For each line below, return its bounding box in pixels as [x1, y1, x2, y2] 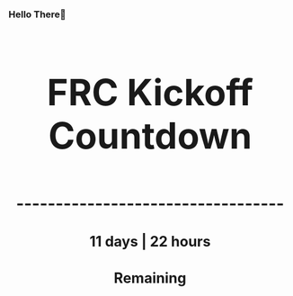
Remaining [113, 269, 187, 287]
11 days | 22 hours [89, 232, 211, 250]
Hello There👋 [8, 8, 67, 21]
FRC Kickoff [47, 69, 253, 114]
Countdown [48, 112, 253, 157]
